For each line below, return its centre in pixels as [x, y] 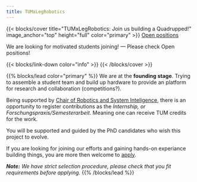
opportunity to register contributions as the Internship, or [76, 106]
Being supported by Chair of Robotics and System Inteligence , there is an [96, 100]
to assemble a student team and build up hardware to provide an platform [96, 82]
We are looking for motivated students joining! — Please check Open [90, 46]
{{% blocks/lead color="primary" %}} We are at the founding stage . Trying [98, 76]
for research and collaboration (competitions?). [64, 88]
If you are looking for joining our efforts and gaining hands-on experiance [96, 148]
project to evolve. [27, 137]
